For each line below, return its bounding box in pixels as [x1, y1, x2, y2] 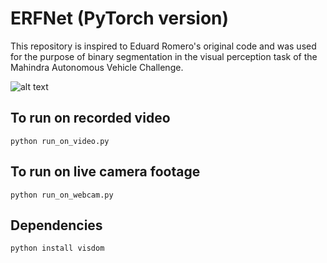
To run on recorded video [10, 110, 171, 127]
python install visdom [10, 243, 105, 254]
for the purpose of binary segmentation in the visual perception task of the [10, 50, 318, 62]
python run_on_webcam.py [10, 190, 114, 200]
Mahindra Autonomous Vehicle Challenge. [10, 61, 184, 73]
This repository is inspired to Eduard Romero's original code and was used [10, 40, 317, 52]
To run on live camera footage [10, 163, 201, 181]
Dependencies [10, 217, 103, 234]
